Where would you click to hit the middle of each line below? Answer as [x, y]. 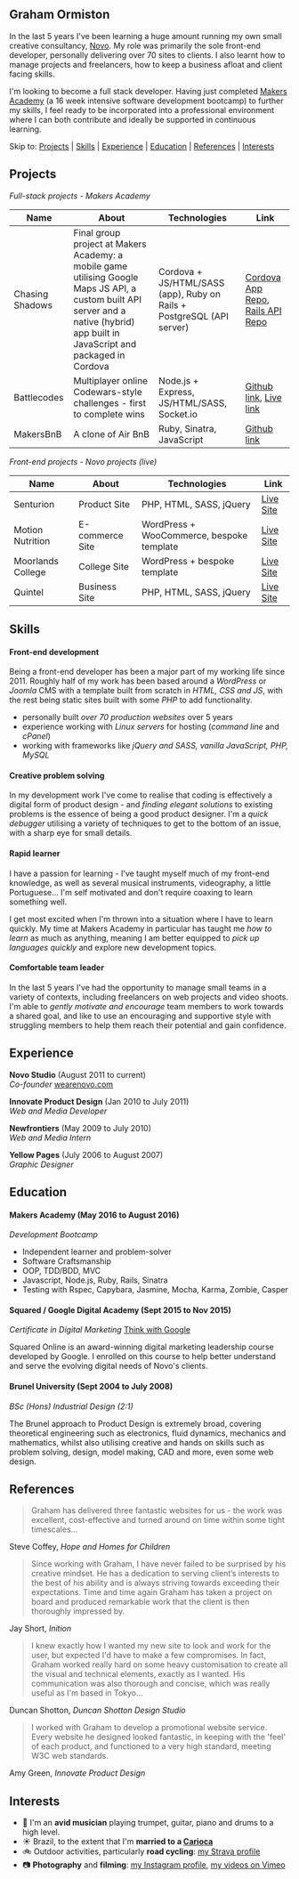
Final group [97, 232]
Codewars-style [108, 392]
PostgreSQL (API [194, 316]
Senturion [34, 504]
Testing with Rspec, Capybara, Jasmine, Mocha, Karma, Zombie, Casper [155, 1290]
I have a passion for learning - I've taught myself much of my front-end [139, 873]
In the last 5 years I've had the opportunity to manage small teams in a [138, 987]
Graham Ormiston [60, 15]
